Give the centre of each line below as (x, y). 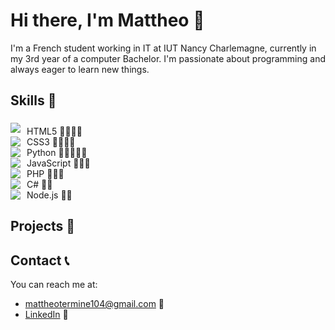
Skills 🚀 (33, 100)
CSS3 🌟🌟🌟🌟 (51, 141)
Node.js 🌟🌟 (49, 195)
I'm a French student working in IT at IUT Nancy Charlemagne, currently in (163, 48)
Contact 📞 (40, 260)
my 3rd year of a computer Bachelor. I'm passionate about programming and (168, 58)
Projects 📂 (43, 226)
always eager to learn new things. (80, 69)
